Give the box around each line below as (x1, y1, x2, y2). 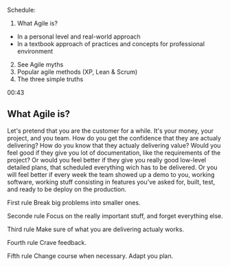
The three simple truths (16, 75, 84, 83)
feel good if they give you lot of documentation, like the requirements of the (7, 148, 221, 157)
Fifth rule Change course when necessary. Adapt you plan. (7, 251, 174, 260)
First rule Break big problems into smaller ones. (7, 198, 141, 206)
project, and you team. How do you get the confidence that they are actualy (7, 133, 222, 142)
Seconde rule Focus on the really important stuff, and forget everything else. (7, 211, 223, 220)
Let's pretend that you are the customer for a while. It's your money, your (7, 127, 214, 135)
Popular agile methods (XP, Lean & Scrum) (16, 68, 138, 76)
